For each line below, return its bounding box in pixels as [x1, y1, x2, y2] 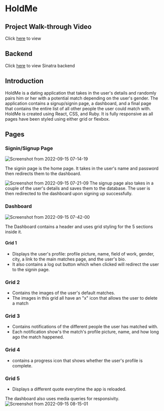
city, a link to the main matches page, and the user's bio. [12, 256, 126, 262]
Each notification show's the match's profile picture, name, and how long [12, 329, 159, 335]
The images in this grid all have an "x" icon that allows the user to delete [12, 295, 158, 301]
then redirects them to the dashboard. [5, 171, 82, 177]
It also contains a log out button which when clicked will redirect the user [12, 261, 159, 267]
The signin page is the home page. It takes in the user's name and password [5, 165, 159, 172]
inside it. [5, 229, 22, 234]
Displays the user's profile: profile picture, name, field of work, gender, [12, 251, 155, 257]
